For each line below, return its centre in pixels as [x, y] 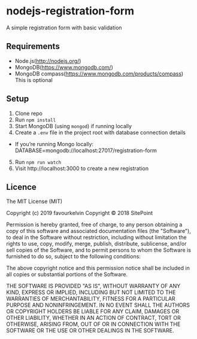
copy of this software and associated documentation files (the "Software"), [99, 231]
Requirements [33, 46]
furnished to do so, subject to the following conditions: [73, 256]
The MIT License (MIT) [34, 201]
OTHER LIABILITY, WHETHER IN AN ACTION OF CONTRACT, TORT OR [93, 318]
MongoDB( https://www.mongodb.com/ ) [64, 67]
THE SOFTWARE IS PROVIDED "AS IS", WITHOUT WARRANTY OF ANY [93, 286]
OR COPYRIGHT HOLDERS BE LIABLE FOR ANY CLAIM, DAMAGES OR [93, 311]
